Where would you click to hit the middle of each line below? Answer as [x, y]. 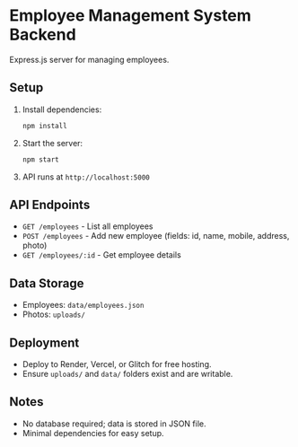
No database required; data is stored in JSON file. [114, 424]
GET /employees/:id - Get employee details [101, 255]
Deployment [44, 342]
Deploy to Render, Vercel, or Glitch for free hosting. [117, 364]
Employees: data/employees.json [83, 305]
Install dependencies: [62, 110]
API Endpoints [50, 204]
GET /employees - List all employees [88, 226]
